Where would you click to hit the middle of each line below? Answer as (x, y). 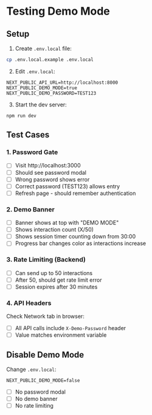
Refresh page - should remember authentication (75, 193)
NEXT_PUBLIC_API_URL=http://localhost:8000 (62, 83)
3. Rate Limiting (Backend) (46, 260)
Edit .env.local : (35, 71)
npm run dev (21, 116)
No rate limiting (34, 406)
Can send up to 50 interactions (54, 273)
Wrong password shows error (52, 179)
